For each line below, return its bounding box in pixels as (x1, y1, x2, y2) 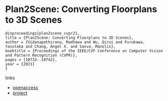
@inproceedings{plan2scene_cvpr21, (5, 31, 80, 36)
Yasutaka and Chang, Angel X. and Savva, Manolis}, (5, 44, 116, 49)
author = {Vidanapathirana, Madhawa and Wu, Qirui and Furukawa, (5, 39, 145, 45)
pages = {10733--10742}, (5, 57, 57, 62)
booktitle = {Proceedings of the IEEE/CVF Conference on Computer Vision (5, 48, 163, 53)
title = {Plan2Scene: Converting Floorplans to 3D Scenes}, (5, 35, 134, 40)
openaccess (12, 84, 38, 90)
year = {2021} (5, 61, 35, 66)
